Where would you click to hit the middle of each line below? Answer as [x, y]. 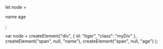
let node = [16, 7]
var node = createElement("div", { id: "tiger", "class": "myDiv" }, [71, 36]
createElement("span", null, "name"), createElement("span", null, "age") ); [82, 41]
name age [16, 17]
